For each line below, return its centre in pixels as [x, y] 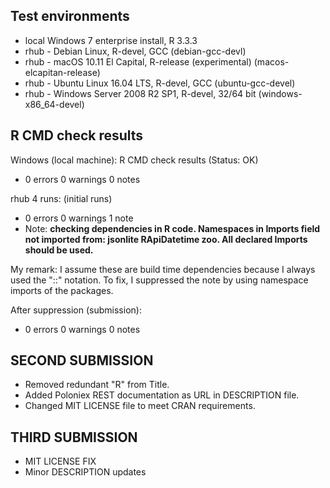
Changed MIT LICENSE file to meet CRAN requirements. [140, 406]
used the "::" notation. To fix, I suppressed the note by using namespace [159, 280]
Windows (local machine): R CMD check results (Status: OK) [134, 160]
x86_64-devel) [54, 104]
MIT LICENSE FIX [60, 461]
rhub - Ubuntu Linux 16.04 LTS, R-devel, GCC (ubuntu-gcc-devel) [160, 83]
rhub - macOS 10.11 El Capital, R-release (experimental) [138, 61]
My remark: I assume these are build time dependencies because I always [163, 269]
